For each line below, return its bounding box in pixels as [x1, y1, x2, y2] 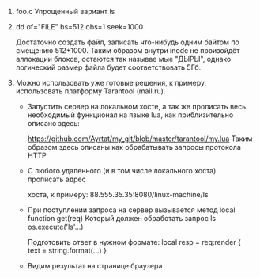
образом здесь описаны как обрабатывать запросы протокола [27, 143, 241, 151]
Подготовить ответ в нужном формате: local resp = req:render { [27, 238, 241, 246]
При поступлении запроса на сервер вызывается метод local [27, 205, 236, 215]
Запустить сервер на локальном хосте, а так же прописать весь [27, 102, 247, 111]
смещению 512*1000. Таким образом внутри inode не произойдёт [15, 46, 240, 55]
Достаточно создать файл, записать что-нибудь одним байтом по [15, 37, 239, 47]
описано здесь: [27, 119, 81, 128]
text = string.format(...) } [27, 246, 107, 255]
